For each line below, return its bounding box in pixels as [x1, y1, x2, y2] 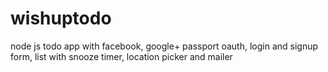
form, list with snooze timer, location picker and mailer [10, 50, 233, 62]
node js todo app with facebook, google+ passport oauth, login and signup [10, 40, 319, 52]
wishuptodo [10, 7, 112, 30]
